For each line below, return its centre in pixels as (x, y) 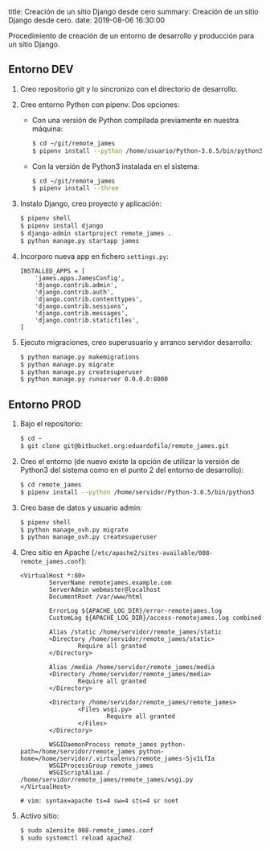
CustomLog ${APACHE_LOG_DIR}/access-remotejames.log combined (155, 618)
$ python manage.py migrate (67, 364)
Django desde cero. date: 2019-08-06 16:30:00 (87, 20)
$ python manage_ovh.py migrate (74, 530)
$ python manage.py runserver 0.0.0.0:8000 (94, 380)
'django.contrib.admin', (76, 285)
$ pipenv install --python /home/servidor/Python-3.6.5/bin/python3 (137, 492)
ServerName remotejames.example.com (110, 583)
